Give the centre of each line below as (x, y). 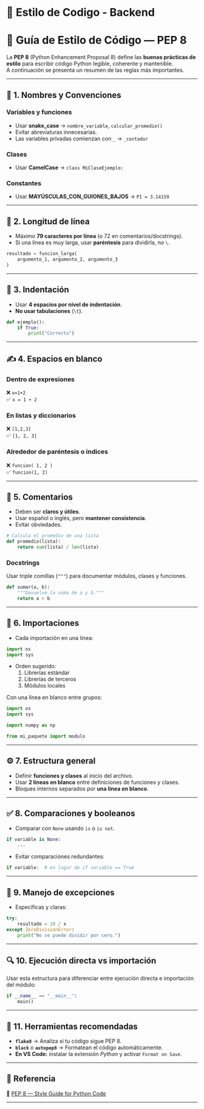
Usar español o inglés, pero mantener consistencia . (81, 518)
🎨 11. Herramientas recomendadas (72, 1026)
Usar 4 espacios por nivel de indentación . (69, 305)
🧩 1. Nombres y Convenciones (64, 95)
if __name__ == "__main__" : (42, 996)
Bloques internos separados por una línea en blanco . (82, 789)
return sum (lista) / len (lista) (58, 547)
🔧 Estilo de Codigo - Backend (80, 12)
